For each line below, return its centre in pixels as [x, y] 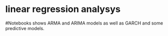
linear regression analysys [63, 9]
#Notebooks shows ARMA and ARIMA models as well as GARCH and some [84, 23]
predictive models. [25, 28]
